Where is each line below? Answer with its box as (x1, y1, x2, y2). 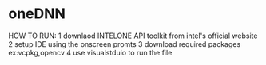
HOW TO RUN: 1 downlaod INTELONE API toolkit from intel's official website (8, 31, 258, 40)
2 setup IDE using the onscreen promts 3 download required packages (8, 39, 241, 48)
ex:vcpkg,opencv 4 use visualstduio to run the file (8, 48, 173, 57)
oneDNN (8, 5, 66, 23)
